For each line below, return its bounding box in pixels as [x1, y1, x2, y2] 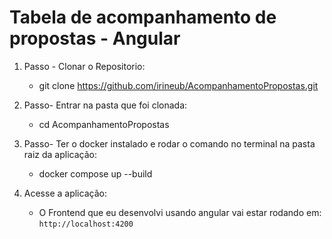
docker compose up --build [38, 167, 153, 180]
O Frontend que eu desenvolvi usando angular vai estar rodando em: [38, 206, 322, 218]
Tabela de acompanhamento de [9, 6, 277, 29]
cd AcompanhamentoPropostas [38, 118, 170, 130]
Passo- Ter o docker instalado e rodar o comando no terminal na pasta [23, 137, 316, 150]
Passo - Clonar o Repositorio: [23, 60, 146, 72]
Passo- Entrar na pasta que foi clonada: [23, 99, 188, 111]
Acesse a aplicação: [23, 187, 107, 199]
